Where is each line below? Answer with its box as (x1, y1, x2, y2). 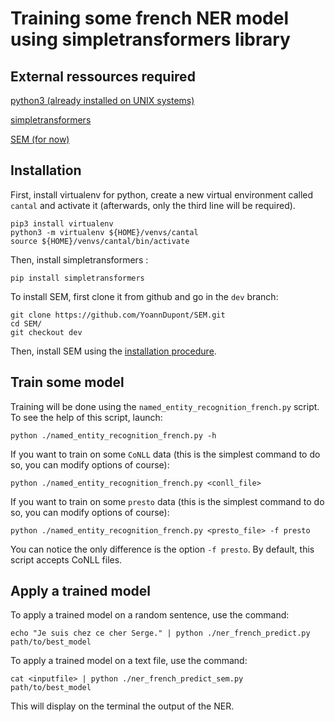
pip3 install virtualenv (10, 218, 114, 229)
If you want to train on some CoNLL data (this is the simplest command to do (10, 448, 321, 460)
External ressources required (10, 68, 196, 85)
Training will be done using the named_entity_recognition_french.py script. (10, 400, 320, 412)
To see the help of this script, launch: (10, 411, 163, 423)
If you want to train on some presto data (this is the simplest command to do (10, 495, 325, 507)
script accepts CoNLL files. (10, 553, 123, 566)
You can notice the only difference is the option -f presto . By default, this (10, 543, 315, 555)
